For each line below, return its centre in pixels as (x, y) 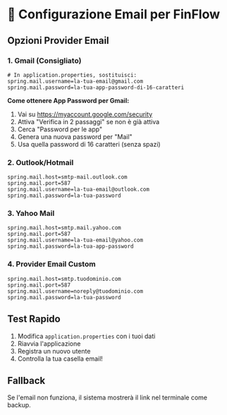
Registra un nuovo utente (54, 351)
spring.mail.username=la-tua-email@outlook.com (79, 190)
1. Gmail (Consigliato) (44, 61)
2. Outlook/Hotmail (41, 162)
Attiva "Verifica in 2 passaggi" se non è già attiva (88, 121)
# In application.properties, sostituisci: (72, 75)
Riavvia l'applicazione (49, 343)
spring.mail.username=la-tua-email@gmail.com (75, 81)
